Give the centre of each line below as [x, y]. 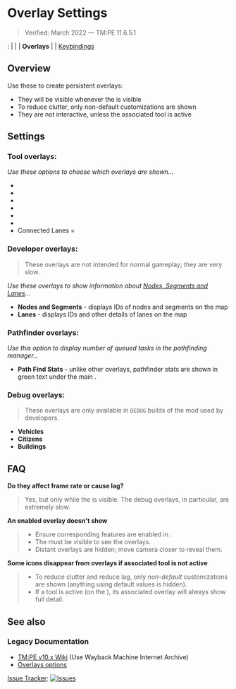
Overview [29, 69]
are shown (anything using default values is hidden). [111, 584]
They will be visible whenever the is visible [80, 99]
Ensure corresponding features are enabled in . [104, 534]
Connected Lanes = [46, 230]
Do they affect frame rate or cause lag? [66, 486]
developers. [42, 418]
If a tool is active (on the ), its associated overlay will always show [130, 592]
